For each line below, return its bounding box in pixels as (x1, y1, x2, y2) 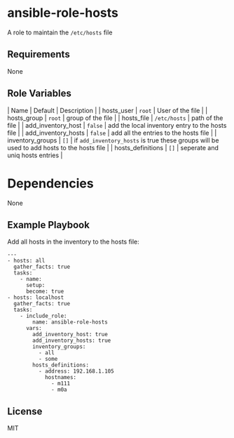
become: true (25, 288, 64, 296)
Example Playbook (7, 219, 90, 231)
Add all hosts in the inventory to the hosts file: (7, 237, 140, 246)
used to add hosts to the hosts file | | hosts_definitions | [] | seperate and (7, 143, 219, 152)
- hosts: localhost (7, 294, 64, 301)
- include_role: (20, 312, 68, 320)
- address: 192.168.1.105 (38, 368, 114, 375)
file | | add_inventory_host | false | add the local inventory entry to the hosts (7, 121, 227, 129)
